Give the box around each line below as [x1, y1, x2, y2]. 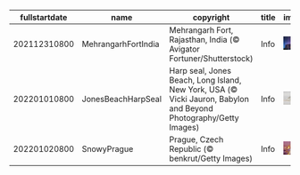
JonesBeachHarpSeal [81, 94, 162, 104]
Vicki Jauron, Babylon [169, 94, 250, 104]
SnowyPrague [81, 144, 134, 155]
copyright [192, 12, 230, 22]
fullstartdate [20, 12, 68, 22]
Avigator [169, 44, 201, 54]
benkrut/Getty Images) [169, 153, 253, 164]
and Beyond [169, 103, 213, 114]
